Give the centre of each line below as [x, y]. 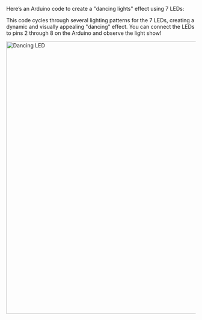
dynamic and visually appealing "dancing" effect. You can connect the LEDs [100, 27]
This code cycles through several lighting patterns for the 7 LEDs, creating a [100, 20]
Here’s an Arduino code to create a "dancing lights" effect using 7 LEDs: [95, 9]
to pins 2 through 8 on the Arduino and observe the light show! [84, 33]
